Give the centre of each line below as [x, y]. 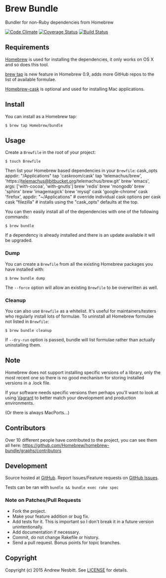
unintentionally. [28, 527]
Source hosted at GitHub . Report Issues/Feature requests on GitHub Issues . [82, 478]
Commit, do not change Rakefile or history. [56, 537]
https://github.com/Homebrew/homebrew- [66, 445]
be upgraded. [19, 241]
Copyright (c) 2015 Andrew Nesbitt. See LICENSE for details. [67, 570]
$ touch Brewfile [23, 162]
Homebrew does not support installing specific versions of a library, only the [83, 372]
